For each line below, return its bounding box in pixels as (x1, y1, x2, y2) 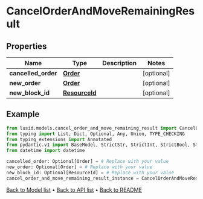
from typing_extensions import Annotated (6, 136, 112, 142)
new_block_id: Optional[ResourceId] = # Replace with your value (6, 169, 174, 175)
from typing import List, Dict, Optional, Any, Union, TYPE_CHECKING (6, 131, 185, 137)
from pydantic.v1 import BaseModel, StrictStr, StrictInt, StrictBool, (6, 142, 190, 148)
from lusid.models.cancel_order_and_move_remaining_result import (6, 125, 177, 131)
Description (102, 59, 137, 67)
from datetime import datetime (6, 148, 85, 154)
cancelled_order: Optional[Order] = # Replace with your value (6, 159, 169, 165)
